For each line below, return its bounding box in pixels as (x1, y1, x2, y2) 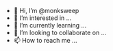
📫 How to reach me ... (13, 37, 77, 44)
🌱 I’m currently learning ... (13, 21, 87, 29)
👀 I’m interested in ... (13, 14, 72, 22)
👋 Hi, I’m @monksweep (13, 7, 79, 14)
